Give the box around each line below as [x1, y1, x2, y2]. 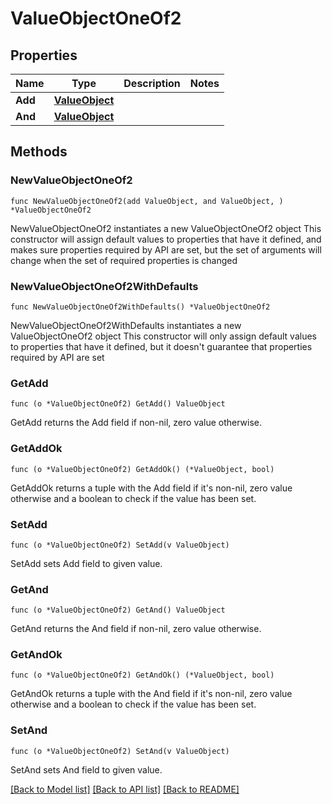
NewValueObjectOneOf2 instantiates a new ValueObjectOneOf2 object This [10, 222, 322, 234]
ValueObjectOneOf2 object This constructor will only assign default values [10, 330, 317, 342]
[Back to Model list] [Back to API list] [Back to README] [10, 783, 240, 795]
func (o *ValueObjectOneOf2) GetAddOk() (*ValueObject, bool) [10, 464, 275, 474]
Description [123, 77, 181, 90]
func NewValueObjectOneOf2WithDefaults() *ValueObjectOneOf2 [10, 302, 271, 312]
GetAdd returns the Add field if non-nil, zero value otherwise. [10, 417, 263, 429]
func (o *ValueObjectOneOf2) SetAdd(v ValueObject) [10, 540, 230, 550]
